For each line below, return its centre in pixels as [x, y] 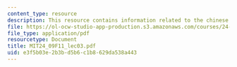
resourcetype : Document [42, 40]
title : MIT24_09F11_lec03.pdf [52, 46]
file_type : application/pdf [49, 33]
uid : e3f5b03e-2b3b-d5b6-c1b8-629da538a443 [72, 53]
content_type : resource [42, 14]
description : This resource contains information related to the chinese [118, 20]
